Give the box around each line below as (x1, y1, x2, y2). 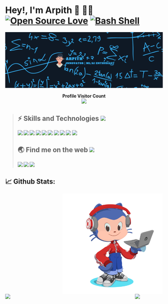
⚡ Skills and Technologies (17, 114, 99, 122)
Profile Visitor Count (62, 93, 106, 99)
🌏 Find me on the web (17, 145, 88, 155)
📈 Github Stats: (5, 178, 55, 186)
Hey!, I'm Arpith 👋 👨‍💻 (5, 5, 93, 16)
